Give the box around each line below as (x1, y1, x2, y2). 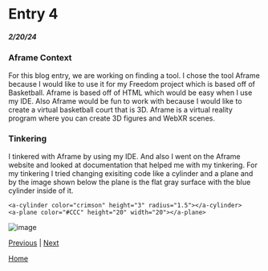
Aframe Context (8, 52, 72, 64)
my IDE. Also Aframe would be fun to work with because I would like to (8, 96, 242, 105)
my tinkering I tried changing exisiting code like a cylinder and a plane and (8, 168, 254, 178)
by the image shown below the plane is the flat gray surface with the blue (8, 177, 251, 187)
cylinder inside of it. (8, 186, 74, 195)
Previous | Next (8, 238, 59, 248)
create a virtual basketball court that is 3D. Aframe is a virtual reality (8, 105, 233, 114)
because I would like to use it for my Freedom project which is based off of (8, 79, 255, 88)
